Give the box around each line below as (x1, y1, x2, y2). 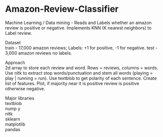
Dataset (5, 39, 21, 45)
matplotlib (5, 121, 26, 127)
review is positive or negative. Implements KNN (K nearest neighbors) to (5, 25, 152, 30)
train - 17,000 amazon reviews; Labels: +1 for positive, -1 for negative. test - (5, 45, 158, 51)
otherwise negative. (5, 85, 45, 91)
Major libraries (5, 95, 34, 101)
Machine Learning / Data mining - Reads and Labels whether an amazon (5, 20, 152, 26)
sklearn (5, 116, 21, 122)
